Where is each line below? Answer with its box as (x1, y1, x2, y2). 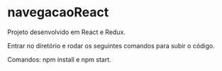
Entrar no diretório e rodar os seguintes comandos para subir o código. (7, 41, 215, 50)
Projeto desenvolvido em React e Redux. (7, 28, 126, 36)
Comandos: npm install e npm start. (7, 55, 111, 64)
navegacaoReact (7, 4, 109, 21)
